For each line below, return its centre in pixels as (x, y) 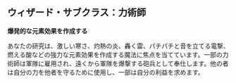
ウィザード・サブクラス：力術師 (77, 13)
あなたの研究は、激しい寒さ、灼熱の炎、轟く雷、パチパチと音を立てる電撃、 (118, 46)
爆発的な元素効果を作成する (48, 31)
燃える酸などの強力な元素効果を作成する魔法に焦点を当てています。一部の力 (118, 54)
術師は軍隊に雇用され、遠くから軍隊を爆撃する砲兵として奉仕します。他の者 (118, 63)
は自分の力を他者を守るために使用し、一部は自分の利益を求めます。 (106, 72)
